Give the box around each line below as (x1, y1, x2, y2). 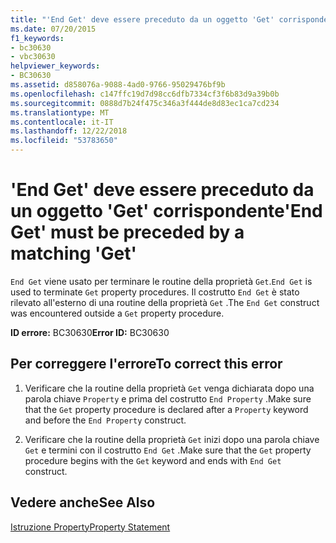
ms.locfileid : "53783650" (10, 136, 118, 146)
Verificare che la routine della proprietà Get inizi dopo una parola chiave (24, 433, 320, 445)
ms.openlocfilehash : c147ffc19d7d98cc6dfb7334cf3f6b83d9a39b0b (10, 89, 280, 99)
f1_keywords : (10, 33, 65, 43)
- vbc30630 (10, 52, 56, 62)
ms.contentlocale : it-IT (10, 117, 114, 127)
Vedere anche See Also (10, 494, 156, 511)
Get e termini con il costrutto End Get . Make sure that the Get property (24, 444, 312, 456)
